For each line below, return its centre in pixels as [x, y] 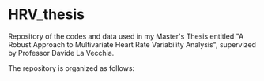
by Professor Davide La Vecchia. [61, 53]
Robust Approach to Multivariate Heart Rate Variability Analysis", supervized [132, 44]
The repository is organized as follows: [72, 68]
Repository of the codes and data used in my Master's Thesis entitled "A [126, 36]
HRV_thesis [47, 15]
